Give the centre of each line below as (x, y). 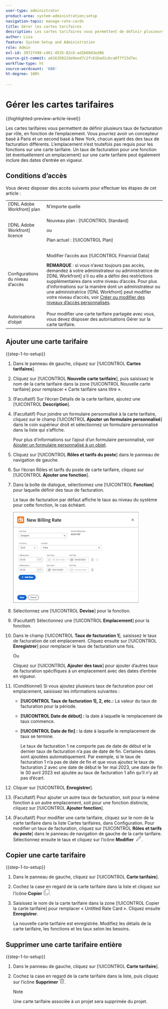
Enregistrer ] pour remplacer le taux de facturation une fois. (74, 646)
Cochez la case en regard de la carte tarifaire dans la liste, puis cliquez (85, 976)
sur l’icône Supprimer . (39, 982)
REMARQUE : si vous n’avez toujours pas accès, (96, 265)
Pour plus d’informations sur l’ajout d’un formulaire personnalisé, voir (84, 439)
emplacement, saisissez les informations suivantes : (66, 691)
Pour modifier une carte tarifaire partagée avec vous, (101, 314)
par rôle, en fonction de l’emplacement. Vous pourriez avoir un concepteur (82, 133)
